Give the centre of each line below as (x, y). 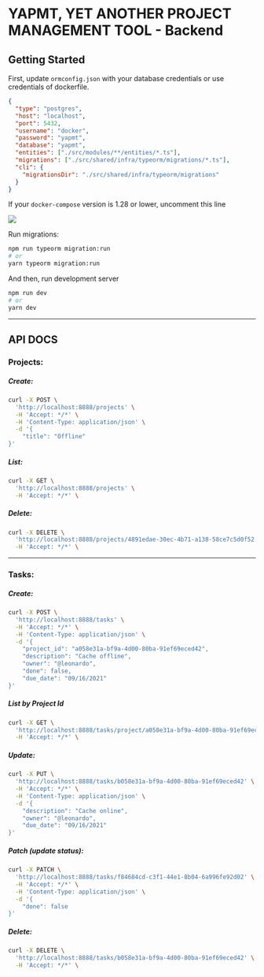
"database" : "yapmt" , (51, 145)
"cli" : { (29, 167)
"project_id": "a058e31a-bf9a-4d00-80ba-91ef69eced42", (116, 649)
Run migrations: (33, 234)
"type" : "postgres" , (49, 108)
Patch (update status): (46, 850)
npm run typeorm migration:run (59, 249)
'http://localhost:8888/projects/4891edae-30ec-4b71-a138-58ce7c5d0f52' (137, 540)
